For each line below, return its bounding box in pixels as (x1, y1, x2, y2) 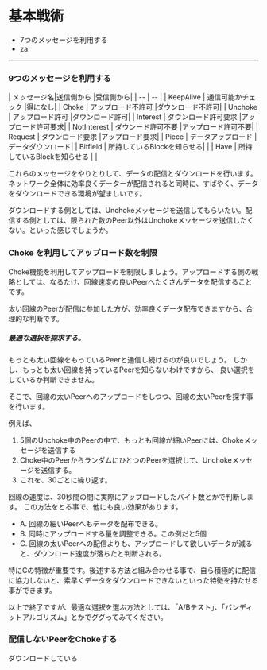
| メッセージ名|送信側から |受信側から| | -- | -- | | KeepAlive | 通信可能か (8, 92, 242, 102)
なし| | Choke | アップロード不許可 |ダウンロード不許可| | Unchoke (40, 103, 258, 112)
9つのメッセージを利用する (8, 72, 111, 83)
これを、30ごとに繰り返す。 (19, 474, 112, 485)
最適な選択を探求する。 (8, 333, 85, 343)
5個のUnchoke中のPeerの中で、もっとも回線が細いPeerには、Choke (19, 435, 244, 445)
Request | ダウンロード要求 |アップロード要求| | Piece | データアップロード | (8, 132, 257, 141)
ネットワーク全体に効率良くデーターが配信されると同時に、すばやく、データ (8, 179, 259, 188)
